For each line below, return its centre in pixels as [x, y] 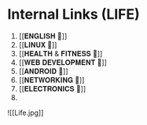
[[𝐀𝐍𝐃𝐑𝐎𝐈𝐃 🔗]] [43, 71]
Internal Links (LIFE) [74, 14]
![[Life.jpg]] [26, 112]
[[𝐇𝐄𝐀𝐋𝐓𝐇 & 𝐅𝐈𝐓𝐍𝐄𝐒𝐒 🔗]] [61, 53]
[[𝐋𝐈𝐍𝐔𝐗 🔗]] [38, 45]
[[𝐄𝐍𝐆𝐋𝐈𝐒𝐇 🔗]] [43, 36]
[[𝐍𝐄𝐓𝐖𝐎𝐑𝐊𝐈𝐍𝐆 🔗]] [51, 80]
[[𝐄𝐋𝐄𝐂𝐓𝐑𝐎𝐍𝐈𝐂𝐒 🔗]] [52, 88]
